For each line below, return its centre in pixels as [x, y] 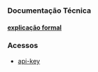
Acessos [23, 46]
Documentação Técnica [49, 11]
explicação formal [34, 28]
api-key [29, 61]
